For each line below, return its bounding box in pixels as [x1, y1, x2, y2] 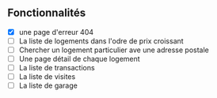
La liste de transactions [18, 63, 96, 73]
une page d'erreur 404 [18, 27, 94, 36]
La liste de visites [18, 72, 76, 81]
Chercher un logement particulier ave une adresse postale [18, 45, 209, 55]
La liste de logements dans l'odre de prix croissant [18, 36, 184, 46]
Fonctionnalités [7, 6, 86, 20]
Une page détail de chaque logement [18, 55, 140, 63]
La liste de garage [18, 81, 78, 90]
